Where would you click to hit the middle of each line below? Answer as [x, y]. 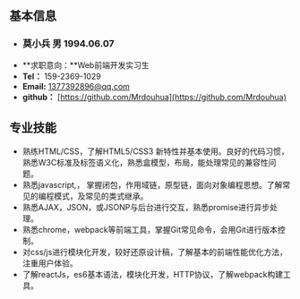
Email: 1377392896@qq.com [76, 86]
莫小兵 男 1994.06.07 [68, 44]
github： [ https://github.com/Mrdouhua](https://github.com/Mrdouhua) [154, 97]
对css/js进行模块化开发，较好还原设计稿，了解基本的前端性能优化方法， [155, 252]
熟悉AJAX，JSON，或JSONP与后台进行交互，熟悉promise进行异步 [146, 207]
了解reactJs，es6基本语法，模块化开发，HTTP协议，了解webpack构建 [153, 274]
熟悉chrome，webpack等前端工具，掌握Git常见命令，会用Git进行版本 [150, 229]
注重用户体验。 [50, 263]
